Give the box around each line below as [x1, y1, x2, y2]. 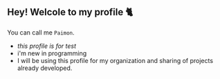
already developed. [17, 64, 73, 72]
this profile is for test [17, 42, 77, 50]
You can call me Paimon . [7, 28, 75, 37]
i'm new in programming [17, 49, 87, 58]
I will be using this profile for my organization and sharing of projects [17, 56, 213, 64]
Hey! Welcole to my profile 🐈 [7, 6, 134, 18]
